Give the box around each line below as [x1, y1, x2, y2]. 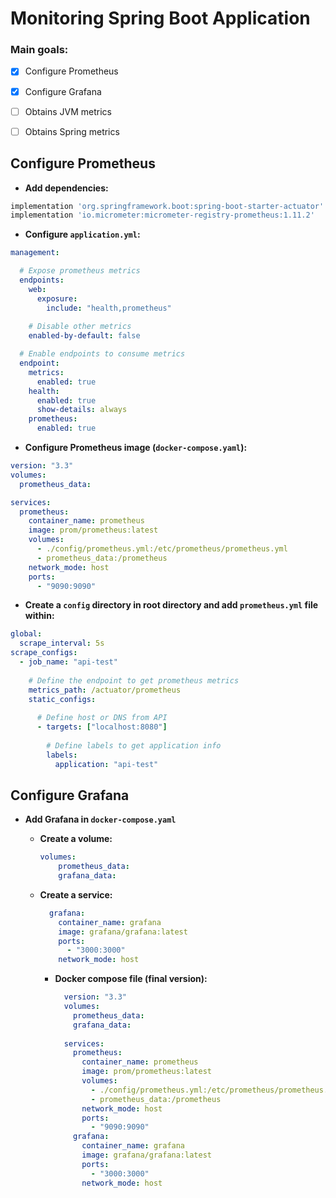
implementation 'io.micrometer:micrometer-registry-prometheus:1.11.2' [10, 210, 315, 221]
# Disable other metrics [28, 322, 132, 332]
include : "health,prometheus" [46, 303, 172, 313]
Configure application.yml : [24, 228, 141, 241]
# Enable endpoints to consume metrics [19, 349, 186, 359]
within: [24, 610, 55, 622]
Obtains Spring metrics [24, 125, 120, 137]
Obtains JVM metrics [24, 105, 112, 117]
